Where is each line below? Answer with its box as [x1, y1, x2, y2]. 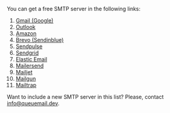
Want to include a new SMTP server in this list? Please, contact [7, 94, 164, 100]
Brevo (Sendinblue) [15, 36, 64, 43]
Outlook [15, 24, 36, 30]
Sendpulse [15, 43, 43, 50]
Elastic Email [15, 56, 48, 63]
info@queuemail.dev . [7, 100, 60, 107]
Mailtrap [15, 81, 37, 89]
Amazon [15, 30, 37, 37]
